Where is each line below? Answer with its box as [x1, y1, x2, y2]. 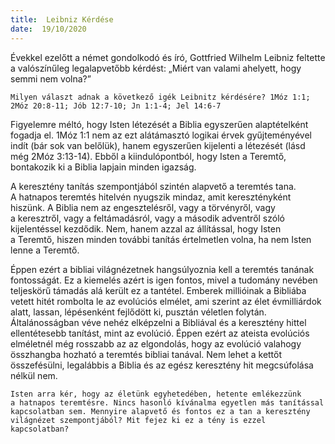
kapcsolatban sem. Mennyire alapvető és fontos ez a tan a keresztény [10, 406, 311, 416]
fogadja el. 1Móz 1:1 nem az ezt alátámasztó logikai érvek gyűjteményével [10, 129, 312, 141]
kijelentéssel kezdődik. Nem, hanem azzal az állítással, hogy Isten [10, 222, 282, 235]
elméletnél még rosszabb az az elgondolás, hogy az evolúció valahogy [10, 337, 302, 350]
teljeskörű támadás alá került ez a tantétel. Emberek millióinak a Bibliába [10, 284, 307, 296]
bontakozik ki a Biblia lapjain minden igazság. [10, 161, 197, 173]
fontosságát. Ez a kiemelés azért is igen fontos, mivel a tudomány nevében [10, 274, 318, 286]
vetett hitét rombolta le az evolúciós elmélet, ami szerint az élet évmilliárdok [10, 295, 322, 307]
